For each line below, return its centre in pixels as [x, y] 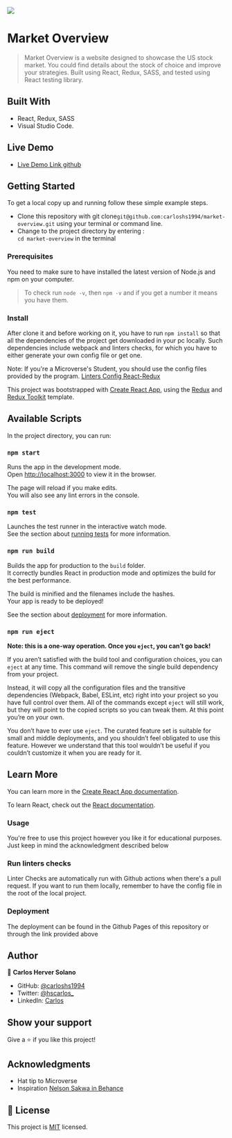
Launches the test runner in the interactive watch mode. [87, 527]
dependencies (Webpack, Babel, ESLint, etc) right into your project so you [113, 694]
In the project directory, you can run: [59, 435]
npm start [24, 453]
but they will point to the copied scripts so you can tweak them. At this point [115, 710]
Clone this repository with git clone [67, 216]
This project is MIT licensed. [47, 1127]
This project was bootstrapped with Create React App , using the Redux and [115, 389]
